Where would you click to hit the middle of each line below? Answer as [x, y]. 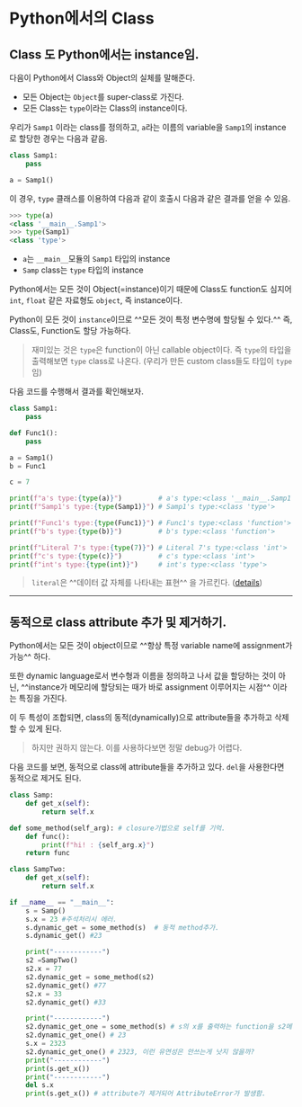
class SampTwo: [38, 870]
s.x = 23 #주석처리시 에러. [71, 919]
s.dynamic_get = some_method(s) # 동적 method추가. [123, 927]
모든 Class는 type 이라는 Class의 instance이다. [105, 108]
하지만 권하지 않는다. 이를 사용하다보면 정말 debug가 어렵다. [137, 748]
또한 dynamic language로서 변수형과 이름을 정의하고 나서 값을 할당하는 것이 [143, 676]
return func [48, 853]
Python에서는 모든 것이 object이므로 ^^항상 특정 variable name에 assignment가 [151, 646]
